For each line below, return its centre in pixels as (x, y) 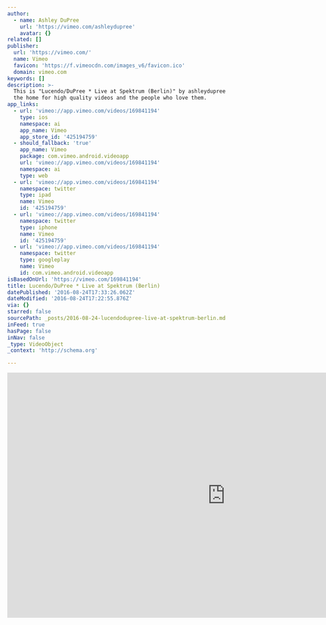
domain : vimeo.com (40, 72)
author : (18, 14)
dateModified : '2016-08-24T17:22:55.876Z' (70, 299)
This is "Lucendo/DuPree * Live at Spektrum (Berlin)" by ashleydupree (120, 91)
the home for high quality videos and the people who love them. (110, 98)
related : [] (24, 40)
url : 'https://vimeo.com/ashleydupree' (78, 26)
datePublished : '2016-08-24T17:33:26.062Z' (71, 292)
